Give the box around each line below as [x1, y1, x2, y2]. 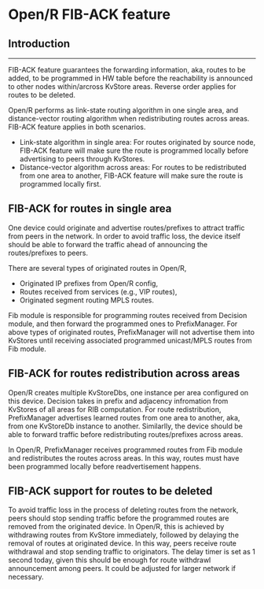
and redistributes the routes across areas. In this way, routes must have [8, 453, 240, 462]
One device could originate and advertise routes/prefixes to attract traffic [8, 223, 245, 232]
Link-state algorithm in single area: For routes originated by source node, [19, 138, 256, 146]
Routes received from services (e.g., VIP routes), [19, 287, 178, 296]
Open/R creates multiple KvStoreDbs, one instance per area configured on [8, 387, 249, 397]
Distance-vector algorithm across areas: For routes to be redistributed [19, 163, 247, 172]
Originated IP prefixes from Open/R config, [19, 278, 159, 288]
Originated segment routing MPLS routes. [19, 295, 155, 305]
